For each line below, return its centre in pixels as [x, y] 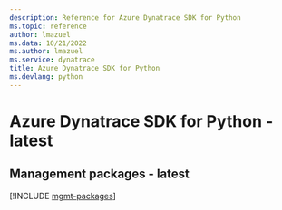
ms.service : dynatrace [52, 60]
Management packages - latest [100, 174]
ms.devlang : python [46, 77]
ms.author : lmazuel [46, 52]
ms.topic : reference [49, 26]
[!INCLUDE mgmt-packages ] [63, 196]
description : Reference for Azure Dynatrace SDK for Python [126, 18]
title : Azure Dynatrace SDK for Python [85, 69]
